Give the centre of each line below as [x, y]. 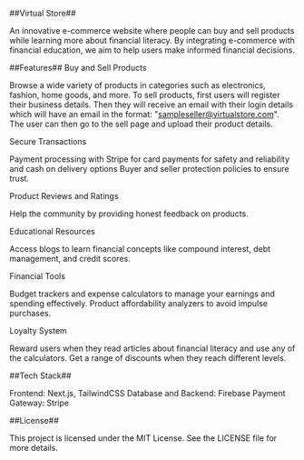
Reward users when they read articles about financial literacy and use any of [152, 348]
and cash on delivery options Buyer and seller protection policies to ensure [149, 169]
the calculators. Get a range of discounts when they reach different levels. [148, 358]
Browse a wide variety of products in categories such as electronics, [137, 85]
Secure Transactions [48, 141]
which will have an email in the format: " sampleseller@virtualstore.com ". [144, 114]
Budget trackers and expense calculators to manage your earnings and [142, 294]
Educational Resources [52, 231]
